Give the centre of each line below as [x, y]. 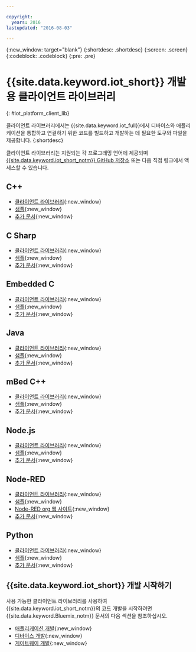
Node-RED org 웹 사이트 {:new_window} [62, 509]
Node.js [21, 430]
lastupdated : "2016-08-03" [39, 28]
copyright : [19, 17]
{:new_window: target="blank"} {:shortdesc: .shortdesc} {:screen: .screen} [97, 50]
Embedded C [30, 284]
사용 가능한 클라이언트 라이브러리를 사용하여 [57, 601]
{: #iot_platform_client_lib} [38, 114]
